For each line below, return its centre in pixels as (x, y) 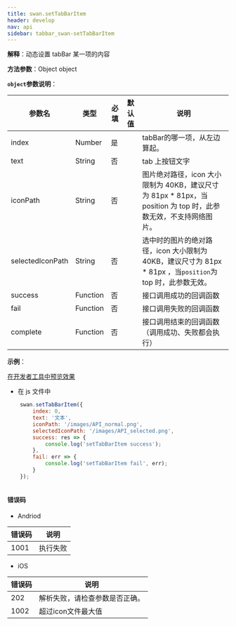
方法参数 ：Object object (42, 69)
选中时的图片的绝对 (174, 241)
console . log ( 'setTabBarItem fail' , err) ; (106, 464)
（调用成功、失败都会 (177, 333)
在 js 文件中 (34, 392)
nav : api (20, 27)
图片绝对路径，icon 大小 (182, 175)
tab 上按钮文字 (166, 161)
